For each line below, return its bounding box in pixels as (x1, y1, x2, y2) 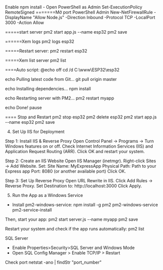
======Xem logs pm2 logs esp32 (5, 39, 75, 44)
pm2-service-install (12, 207, 52, 212)
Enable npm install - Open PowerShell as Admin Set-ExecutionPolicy (5, 4, 143, 10)
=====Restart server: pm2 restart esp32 (5, 48, 87, 54)
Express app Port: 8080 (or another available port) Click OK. (5, 168, 126, 174)
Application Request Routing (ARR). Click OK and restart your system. (5, 149, 145, 154)
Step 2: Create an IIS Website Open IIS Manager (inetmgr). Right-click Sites (5, 158, 156, 164)
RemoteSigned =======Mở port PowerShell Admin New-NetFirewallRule (5, 9, 153, 15)
